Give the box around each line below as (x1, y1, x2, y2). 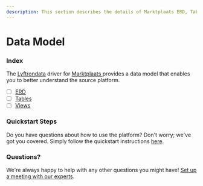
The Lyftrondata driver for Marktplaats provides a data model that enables (6, 70, 190, 77)
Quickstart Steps (6, 117, 57, 126)
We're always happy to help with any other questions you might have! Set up (6, 166, 197, 173)
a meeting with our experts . (6, 173, 75, 180)
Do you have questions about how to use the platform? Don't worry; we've (6, 131, 192, 138)
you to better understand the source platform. (6, 77, 120, 84)
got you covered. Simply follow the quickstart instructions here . (6, 137, 164, 145)
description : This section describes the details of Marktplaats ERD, (6, 8, 188, 15)
